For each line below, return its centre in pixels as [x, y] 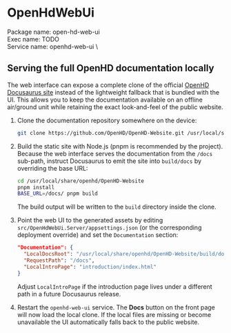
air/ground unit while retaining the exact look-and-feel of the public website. [115, 107]
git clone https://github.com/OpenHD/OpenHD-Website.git [101, 133]
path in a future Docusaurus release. [69, 294]
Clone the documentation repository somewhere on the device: [107, 120]
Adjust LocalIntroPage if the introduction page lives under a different [114, 286]
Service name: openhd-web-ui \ [53, 46]
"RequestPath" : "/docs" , [59, 260]
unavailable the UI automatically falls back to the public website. [108, 322]
